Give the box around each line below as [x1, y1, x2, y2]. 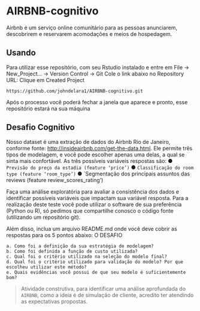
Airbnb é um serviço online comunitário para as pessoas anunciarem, [6, 24, 178, 31]
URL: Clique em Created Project [6, 76, 85, 83]
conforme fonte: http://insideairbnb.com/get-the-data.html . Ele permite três [6, 144, 193, 152]
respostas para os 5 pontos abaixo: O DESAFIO [6, 231, 123, 238]
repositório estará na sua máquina [6, 105, 91, 112]
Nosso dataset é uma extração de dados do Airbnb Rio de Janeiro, [6, 138, 171, 145]
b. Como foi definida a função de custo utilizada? [6, 248, 138, 254]
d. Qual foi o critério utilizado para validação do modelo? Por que [6, 259, 184, 265]
